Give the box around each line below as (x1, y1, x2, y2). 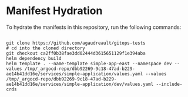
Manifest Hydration (6, 4, 103, 18)
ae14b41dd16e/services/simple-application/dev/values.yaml (6, 81, 154, 87)
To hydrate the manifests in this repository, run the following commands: (6, 24, 182, 31)
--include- (156, 81, 183, 87)
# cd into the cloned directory (6, 45, 85, 51)
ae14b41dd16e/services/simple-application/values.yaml (6, 71, 143, 77)
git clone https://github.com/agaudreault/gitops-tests (6, 40, 146, 46)
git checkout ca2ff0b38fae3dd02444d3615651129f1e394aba (6, 50, 146, 56)
